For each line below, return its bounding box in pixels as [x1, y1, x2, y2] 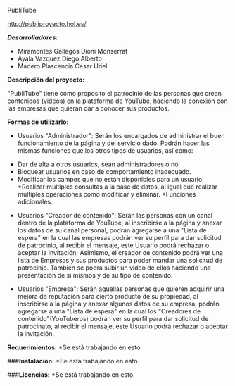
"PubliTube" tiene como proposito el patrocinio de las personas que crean [7, 89, 222, 97]
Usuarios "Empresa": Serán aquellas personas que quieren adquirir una [17, 285, 225, 293]
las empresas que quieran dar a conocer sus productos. [7, 104, 170, 112]
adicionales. [17, 197, 53, 206]
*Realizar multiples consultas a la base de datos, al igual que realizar [17, 182, 218, 191]
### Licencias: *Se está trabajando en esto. [7, 371, 135, 379]
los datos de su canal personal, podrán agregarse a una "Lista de [17, 226, 207, 235]
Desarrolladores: [7, 33, 58, 42]
